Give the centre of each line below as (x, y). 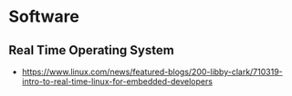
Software (44, 17)
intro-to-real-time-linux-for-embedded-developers (117, 82)
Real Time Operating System (91, 50)
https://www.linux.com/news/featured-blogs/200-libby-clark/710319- (152, 72)
